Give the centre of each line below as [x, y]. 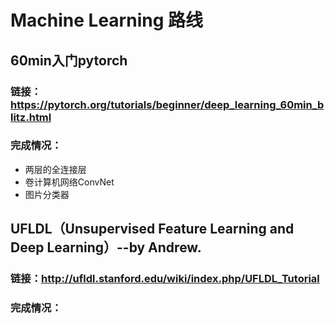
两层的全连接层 [55, 169]
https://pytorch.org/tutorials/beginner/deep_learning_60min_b [167, 104]
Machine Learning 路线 [107, 20]
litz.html [31, 117]
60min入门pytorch [69, 60]
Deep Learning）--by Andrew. [106, 247]
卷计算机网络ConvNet [69, 182]
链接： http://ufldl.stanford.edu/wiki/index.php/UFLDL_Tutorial [165, 279]
